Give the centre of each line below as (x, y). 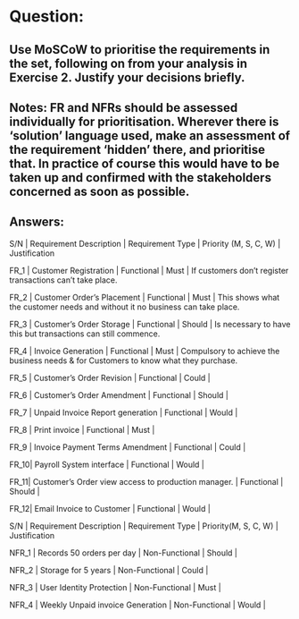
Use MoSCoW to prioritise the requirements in (140, 50)
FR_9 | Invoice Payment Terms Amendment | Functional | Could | (128, 447)
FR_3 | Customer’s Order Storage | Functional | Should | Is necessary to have (150, 324)
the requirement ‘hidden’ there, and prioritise (137, 149)
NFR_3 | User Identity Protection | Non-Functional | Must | (115, 587)
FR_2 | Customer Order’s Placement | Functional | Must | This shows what (145, 297)
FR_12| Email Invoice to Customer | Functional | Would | (110, 508)
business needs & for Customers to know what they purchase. (124, 360)
